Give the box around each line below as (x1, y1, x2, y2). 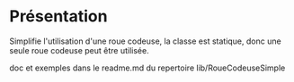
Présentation (9, 6, 108, 27)
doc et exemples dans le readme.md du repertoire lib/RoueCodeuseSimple (9, 62, 286, 73)
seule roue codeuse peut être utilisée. (9, 45, 150, 55)
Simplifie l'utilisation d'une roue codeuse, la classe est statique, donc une (9, 36, 281, 46)
